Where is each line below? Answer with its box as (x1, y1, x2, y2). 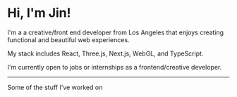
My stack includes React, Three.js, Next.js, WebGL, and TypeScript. (7, 49, 204, 58)
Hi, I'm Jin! (7, 5, 72, 21)
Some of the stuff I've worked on (7, 83, 103, 91)
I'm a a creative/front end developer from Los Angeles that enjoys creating (7, 28, 224, 37)
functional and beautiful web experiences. (7, 35, 130, 44)
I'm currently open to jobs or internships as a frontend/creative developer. (7, 63, 222, 71)
